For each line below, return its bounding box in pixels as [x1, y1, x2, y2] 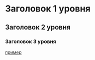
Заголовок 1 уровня [5, 3, 91, 14]
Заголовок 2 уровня [5, 23, 71, 31]
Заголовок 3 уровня [5, 38, 56, 45]
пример [5, 49, 22, 55]
